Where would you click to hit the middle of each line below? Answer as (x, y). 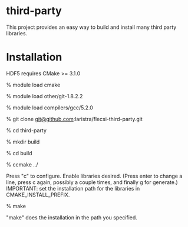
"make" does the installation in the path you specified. (72, 217)
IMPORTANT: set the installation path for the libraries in (73, 188)
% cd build (19, 153)
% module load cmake (33, 85)
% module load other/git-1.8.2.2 (44, 96)
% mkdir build (23, 142)
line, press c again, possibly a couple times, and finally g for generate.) (92, 182)
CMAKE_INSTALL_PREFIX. (38, 195)
